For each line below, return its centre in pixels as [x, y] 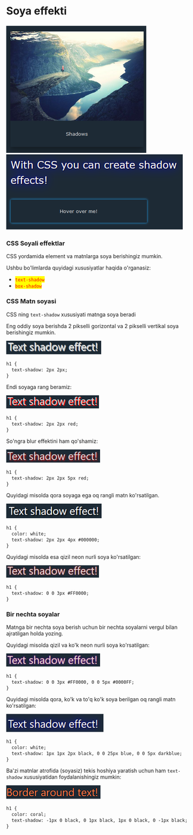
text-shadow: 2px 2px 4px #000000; [56, 540]
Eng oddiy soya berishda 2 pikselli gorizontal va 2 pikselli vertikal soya [92, 326]
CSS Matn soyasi [31, 301]
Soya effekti [37, 11]
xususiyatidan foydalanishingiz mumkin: [72, 777]
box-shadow [28, 286]
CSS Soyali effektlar [36, 243]
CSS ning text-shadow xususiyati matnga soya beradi [71, 314]
